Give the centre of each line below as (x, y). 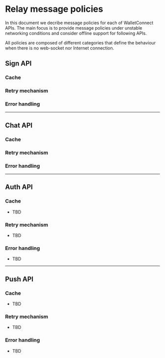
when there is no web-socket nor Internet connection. (60, 48)
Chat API (19, 125)
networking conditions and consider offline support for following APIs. (76, 33)
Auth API (19, 187)
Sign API (18, 63)
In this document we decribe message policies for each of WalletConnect (79, 23)
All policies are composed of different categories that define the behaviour (81, 42)
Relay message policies (54, 9)
